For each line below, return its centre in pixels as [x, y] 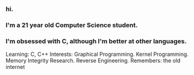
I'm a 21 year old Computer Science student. [72, 25]
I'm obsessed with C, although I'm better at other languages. [96, 41]
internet [15, 67]
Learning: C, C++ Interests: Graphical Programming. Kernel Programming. [97, 54]
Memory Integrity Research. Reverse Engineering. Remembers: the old [93, 61]
